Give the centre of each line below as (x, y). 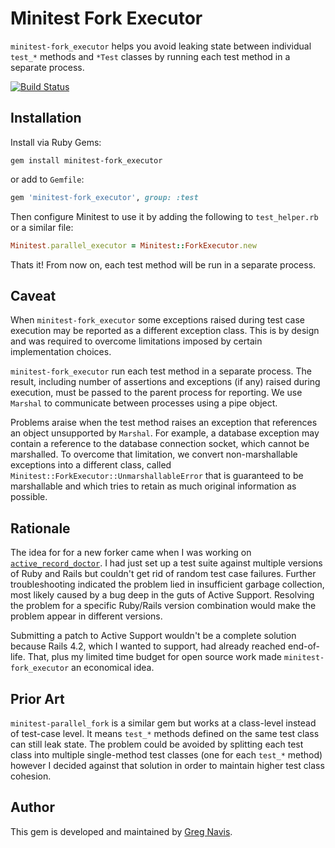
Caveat (33, 295)
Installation (46, 118)
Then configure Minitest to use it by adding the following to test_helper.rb (164, 216)
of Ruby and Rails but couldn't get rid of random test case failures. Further (163, 574)
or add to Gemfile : (47, 179)
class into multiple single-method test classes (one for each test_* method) (166, 754)
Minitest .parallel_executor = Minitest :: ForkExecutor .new (133, 245)
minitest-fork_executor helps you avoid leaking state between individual (161, 46)
